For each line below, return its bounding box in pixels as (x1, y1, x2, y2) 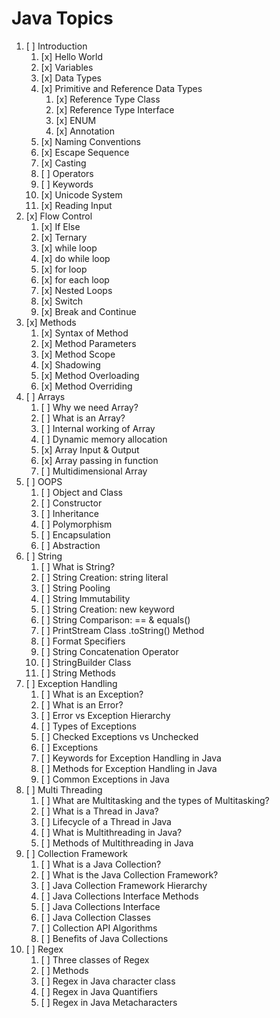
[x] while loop (40, 242, 98, 254)
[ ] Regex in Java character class (40, 975, 176, 987)
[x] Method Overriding (40, 380, 133, 392)
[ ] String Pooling (40, 582, 111, 594)
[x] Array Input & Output (40, 443, 140, 456)
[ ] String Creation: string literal (40, 571, 169, 583)
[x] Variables (40, 61, 94, 73)
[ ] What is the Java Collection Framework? (40, 868, 219, 881)
